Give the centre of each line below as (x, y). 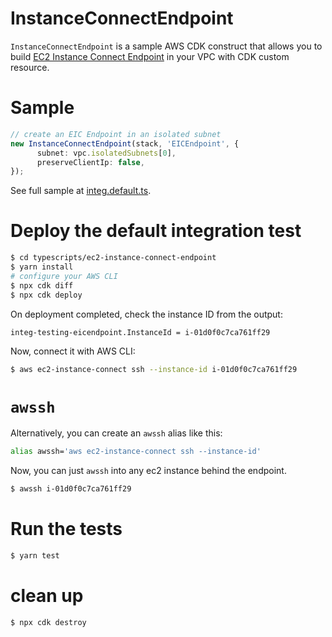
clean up (47, 596)
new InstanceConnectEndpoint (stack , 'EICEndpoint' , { (125, 143)
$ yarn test (35, 556)
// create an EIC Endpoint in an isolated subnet (116, 134)
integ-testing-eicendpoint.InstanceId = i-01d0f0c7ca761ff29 (140, 332)
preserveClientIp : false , (90, 162)
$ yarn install (42, 267)
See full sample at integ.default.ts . (81, 191)
